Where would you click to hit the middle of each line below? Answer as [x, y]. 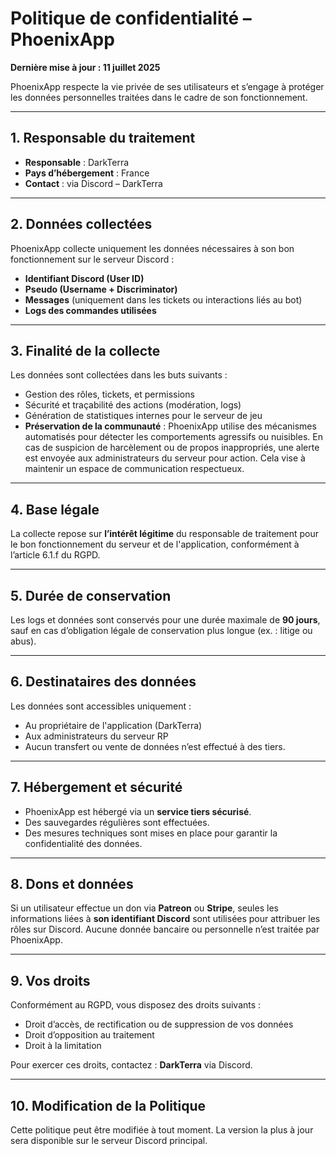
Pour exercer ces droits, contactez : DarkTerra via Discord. [131, 1065]
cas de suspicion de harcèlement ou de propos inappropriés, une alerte [172, 448]
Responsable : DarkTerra [77, 162]
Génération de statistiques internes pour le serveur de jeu [143, 416]
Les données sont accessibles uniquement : [101, 706]
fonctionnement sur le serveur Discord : [92, 259]
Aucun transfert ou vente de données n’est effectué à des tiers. [155, 746]
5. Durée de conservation [91, 595]
